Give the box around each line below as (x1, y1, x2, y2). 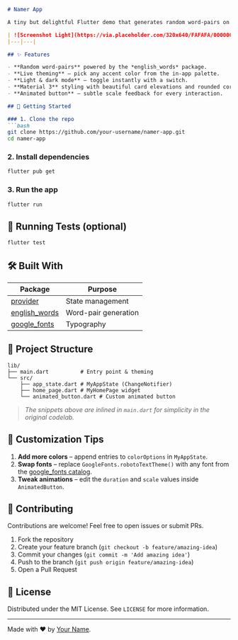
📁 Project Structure (7, 343, 93, 355)
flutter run (7, 201, 42, 208)
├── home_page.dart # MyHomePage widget (20, 387, 141, 394)
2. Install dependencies (7, 152, 90, 162)
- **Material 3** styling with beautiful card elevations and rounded (7, 84, 220, 91)
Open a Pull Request (17, 566, 78, 574)
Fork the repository (17, 535, 74, 544)
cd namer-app (7, 135, 46, 142)
